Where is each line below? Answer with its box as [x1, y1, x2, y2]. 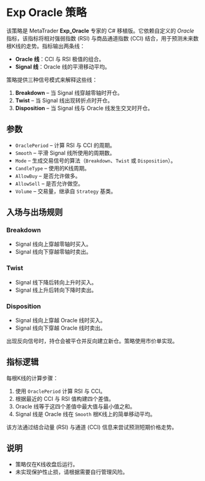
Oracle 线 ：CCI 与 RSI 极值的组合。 [15, 55, 105, 62]
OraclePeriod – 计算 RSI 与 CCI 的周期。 [15, 142, 116, 149]
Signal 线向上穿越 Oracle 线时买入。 [15, 317, 106, 324]
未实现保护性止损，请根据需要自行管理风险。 [15, 468, 129, 475]
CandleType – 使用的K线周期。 [15, 164, 90, 172]
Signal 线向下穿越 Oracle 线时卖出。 [15, 324, 106, 331]
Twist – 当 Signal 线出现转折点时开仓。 [15, 96, 113, 104]
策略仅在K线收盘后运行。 [15, 460, 78, 468]
